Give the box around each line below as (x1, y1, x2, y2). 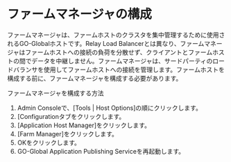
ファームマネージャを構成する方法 (7, 88, 104, 97)
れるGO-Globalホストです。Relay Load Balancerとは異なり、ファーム (7, 39, 205, 47)
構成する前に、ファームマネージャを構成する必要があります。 (7, 74, 182, 82)
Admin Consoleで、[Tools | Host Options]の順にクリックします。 (17, 104, 203, 112)
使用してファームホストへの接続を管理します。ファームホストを (43, 65, 225, 74)
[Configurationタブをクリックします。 (17, 112, 126, 120)
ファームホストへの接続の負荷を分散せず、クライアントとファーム (25, 48, 213, 56)
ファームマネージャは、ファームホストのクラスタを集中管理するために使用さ (7, 31, 225, 39)
